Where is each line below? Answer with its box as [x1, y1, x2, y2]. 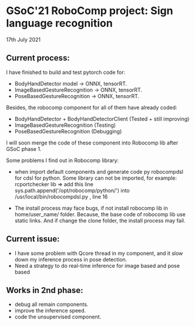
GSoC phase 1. [6, 145, 42, 152]
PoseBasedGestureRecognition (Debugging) [14, 127, 122, 135]
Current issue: [6, 234, 60, 244]
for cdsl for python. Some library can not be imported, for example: [14, 174, 177, 182]
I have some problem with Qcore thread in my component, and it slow [14, 250, 183, 257]
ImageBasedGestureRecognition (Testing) [14, 122, 116, 129]
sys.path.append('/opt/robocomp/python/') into [14, 187, 130, 194]
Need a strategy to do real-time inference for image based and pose [14, 262, 180, 269]
